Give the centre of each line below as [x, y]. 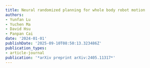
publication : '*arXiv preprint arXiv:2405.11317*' [60, 58]
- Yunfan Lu [18, 19]
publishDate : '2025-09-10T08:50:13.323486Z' [53, 43]
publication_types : [26, 48]
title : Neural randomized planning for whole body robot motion [75, 10]
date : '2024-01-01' [26, 39]
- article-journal [25, 53]
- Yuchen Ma [18, 24]
